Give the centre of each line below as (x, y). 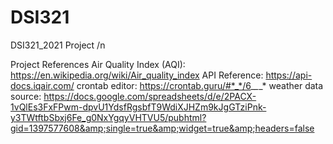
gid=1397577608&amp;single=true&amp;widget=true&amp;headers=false (162, 128)
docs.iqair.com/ (42, 85)
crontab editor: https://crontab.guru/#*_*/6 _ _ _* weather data (200, 85)
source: (26, 96)
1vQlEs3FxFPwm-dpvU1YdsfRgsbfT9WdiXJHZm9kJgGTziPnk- (138, 107)
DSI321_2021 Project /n (58, 45)
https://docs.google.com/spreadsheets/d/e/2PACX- (150, 96)
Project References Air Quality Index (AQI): (98, 64)
